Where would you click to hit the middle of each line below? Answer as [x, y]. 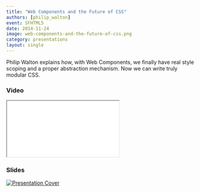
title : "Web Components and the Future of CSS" [67, 12]
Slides [16, 170]
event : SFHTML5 [25, 23]
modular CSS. [23, 75]
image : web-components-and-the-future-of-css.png [69, 34]
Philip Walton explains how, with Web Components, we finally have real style [100, 62]
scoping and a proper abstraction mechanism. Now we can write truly [92, 68]
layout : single [25, 45]
